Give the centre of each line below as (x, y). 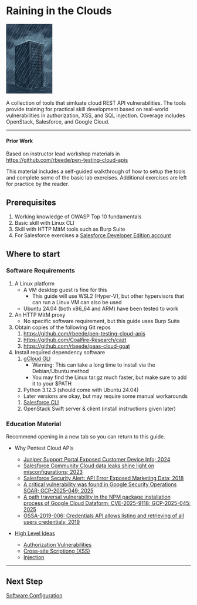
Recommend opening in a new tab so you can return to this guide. (86, 437)
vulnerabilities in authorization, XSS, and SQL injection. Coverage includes (96, 115)
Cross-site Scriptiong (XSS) (57, 551)
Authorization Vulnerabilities (57, 545)
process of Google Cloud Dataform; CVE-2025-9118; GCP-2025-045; (107, 503)
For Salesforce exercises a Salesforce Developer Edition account (93, 235)
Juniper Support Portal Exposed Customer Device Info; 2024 (97, 460)
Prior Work (20, 141)
